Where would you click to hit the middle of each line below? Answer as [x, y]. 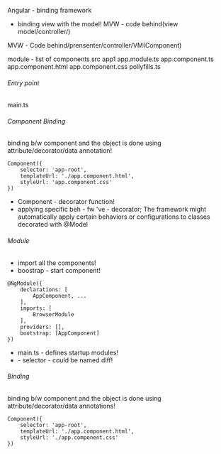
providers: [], [42, 327]
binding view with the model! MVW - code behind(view [98, 24]
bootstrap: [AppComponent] [60, 333]
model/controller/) [44, 32]
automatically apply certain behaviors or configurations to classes [114, 217]
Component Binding [36, 121]
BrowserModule [53, 314]
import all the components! [57, 263]
